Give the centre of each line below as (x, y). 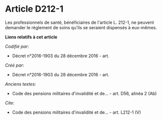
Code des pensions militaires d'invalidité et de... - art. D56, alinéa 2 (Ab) (84, 93)
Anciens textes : (21, 84)
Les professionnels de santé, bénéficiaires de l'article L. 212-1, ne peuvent (80, 22)
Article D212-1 (34, 9)
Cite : (10, 103)
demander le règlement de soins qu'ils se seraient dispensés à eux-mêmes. (81, 27)
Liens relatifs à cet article (31, 37)
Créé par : (15, 65)
